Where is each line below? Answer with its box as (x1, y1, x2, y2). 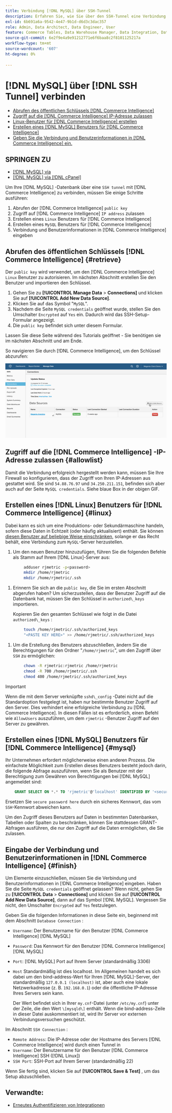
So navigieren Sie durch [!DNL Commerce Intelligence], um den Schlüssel (5, 348, 161, 354)
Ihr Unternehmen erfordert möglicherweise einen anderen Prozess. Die (5, 757, 155, 763)
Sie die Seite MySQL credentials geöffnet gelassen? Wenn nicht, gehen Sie (5, 886, 162, 892)
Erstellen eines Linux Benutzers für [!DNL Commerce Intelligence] (12, 216, 152, 222)
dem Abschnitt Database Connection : (5, 917, 83, 924)
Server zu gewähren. (5, 720, 50, 727)
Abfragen (5, 825, 26, 831)
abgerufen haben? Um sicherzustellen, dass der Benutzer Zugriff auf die (12, 590, 166, 596)
